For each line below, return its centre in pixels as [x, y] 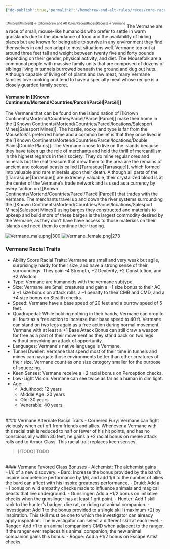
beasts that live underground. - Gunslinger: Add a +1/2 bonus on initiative [81, 493]
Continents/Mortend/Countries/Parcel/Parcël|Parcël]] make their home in [81, 119]
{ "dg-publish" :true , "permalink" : [40, 10]
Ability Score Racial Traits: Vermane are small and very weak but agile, [86, 260]
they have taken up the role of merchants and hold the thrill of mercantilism [83, 151]
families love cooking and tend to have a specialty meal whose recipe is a [82, 80]
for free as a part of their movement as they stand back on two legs [83, 335]
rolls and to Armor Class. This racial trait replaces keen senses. [71, 442]
